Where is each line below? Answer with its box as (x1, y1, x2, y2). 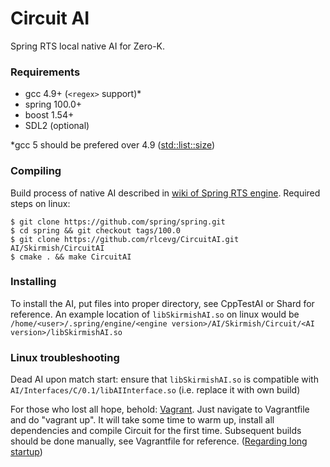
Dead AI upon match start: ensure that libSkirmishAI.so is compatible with (10, 373, 319, 386)
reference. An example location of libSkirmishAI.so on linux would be (10, 308, 300, 320)
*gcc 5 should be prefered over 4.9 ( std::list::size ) (10, 139, 216, 151)
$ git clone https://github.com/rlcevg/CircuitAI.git (10, 234, 240, 244)
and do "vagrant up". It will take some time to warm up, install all (10, 414, 275, 426)
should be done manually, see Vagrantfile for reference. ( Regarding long (10, 435, 308, 447)
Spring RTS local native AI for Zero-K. (10, 40, 166, 52)
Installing (10, 275, 57, 289)
